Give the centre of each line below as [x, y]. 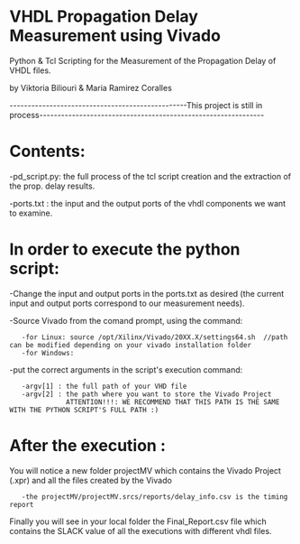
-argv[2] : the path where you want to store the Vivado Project [146, 394]
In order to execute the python [125, 249]
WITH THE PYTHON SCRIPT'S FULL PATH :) [84, 410]
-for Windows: [48, 353]
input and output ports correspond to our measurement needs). [127, 303]
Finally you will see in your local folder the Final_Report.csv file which [138, 521]
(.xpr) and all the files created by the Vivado [91, 480]
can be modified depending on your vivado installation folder [131, 345]
